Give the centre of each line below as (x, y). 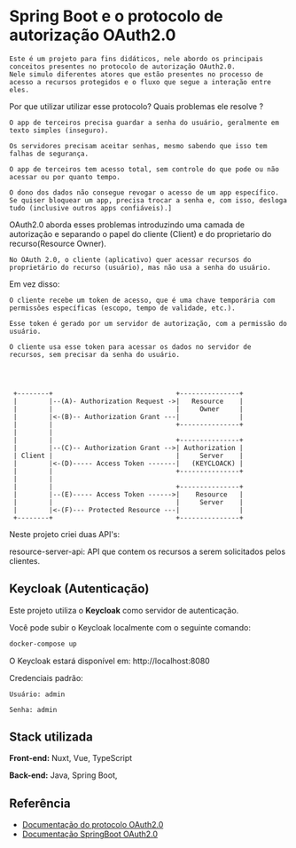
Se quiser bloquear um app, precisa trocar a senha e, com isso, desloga (148, 200)
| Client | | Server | (128, 456)
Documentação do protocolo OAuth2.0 (93, 825)
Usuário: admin (37, 694)
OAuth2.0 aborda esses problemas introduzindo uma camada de (127, 225)
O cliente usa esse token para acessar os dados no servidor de (130, 347)
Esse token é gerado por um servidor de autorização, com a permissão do (148, 323)
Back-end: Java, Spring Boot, (63, 775)
